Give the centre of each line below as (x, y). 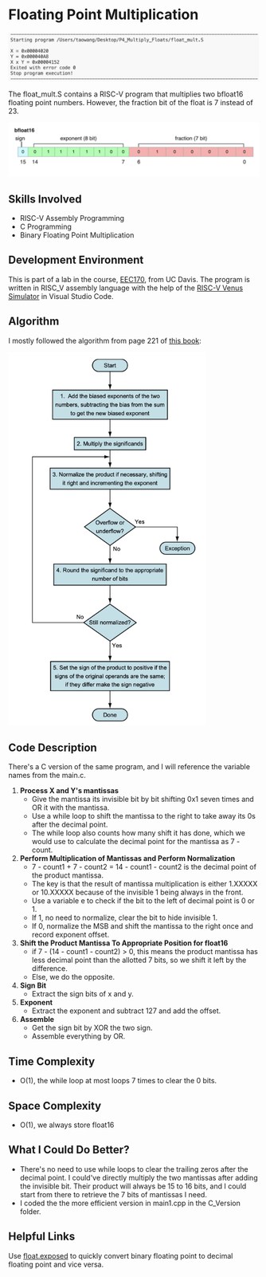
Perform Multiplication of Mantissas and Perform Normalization (127, 859)
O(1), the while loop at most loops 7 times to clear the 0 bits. (118, 1081)
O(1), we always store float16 (67, 1125)
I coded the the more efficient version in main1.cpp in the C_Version (130, 1203)
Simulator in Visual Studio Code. (61, 296)
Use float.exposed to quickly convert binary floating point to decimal (121, 1255)
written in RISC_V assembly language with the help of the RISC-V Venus (126, 288)
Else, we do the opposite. (73, 977)
